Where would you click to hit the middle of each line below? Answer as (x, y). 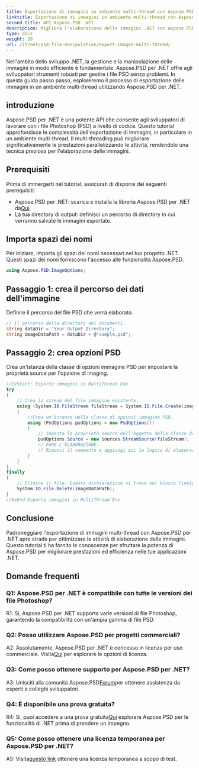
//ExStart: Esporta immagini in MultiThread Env (67, 384)
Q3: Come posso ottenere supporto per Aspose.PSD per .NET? (98, 670)
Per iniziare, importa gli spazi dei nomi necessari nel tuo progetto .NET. (93, 253)
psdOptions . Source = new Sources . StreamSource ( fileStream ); (113, 439)
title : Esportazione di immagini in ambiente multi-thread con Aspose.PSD (100, 12)
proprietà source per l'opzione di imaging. (57, 373)
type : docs (20, 34)
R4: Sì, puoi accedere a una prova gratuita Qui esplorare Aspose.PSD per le (97, 717)
